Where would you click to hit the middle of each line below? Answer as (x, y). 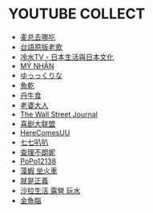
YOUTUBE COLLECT (77, 14)
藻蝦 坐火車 (38, 170)
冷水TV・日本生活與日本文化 (67, 57)
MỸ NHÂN (37, 65)
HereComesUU (45, 132)
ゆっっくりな (41, 75)
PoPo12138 (38, 161)
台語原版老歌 (41, 47)
